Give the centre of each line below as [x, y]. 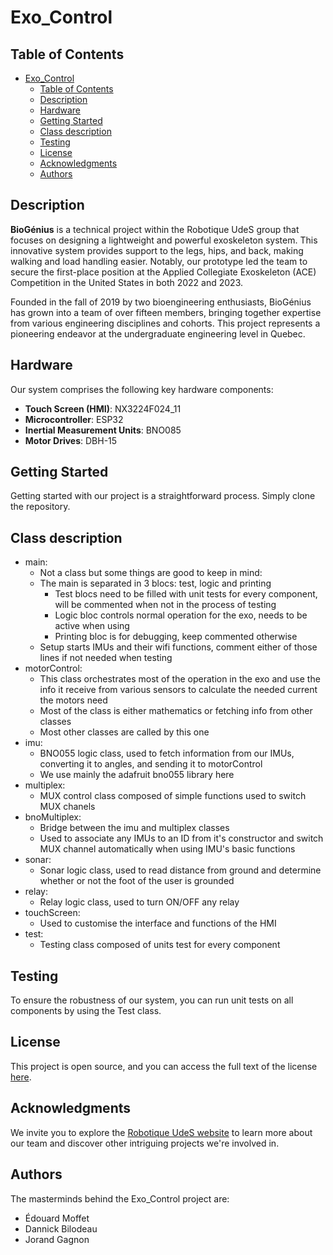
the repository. [40, 507]
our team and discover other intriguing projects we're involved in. [145, 1143]
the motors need [73, 700]
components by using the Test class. [86, 1011]
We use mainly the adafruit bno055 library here [137, 775]
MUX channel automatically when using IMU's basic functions [167, 849]
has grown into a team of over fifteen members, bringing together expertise [166, 312]
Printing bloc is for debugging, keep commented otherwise [176, 637]
